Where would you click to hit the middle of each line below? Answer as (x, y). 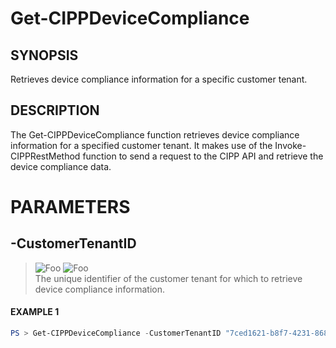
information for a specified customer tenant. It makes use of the (141, 145)
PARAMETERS (70, 207)
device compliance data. (61, 166)
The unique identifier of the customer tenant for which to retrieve (168, 278)
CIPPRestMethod (45, 156)
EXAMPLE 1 (35, 312)
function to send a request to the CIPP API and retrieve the (203, 156)
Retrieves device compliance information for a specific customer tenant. (159, 79)
